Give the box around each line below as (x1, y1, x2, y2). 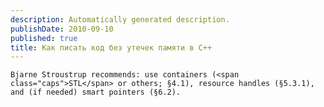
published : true (10, 33, 78, 43)
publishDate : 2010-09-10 (10, 24, 114, 34)
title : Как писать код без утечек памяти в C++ (10, 42, 213, 53)
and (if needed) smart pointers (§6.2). (10, 87, 182, 98)
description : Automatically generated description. (10, 14, 230, 25)
